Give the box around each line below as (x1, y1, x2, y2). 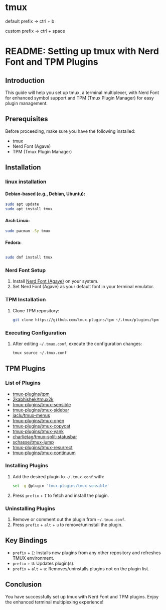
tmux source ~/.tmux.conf (12, 350, 67, 356)
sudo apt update (5, 202, 39, 207)
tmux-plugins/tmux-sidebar (12, 407, 69, 413)
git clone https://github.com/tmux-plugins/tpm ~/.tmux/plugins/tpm (12, 317, 159, 322)
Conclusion (5, 580, 42, 589)
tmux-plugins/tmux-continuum (12, 450, 76, 456)
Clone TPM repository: (12, 307, 59, 313)
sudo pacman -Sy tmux (5, 228, 51, 234)
